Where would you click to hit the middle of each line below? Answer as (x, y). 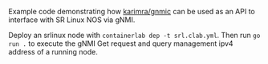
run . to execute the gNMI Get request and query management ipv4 (121, 43)
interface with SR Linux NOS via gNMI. (72, 20)
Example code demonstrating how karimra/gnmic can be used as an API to (132, 11)
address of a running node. (53, 52)
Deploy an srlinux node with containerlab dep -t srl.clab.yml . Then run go (134, 35)
